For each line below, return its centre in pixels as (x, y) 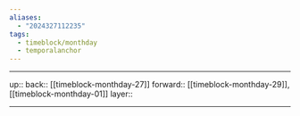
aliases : (25, 17)
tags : (19, 34)
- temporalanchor (50, 51)
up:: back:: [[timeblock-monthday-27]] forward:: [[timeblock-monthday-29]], (150, 85)
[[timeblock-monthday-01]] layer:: (71, 94)
